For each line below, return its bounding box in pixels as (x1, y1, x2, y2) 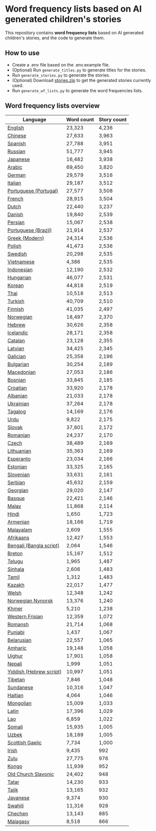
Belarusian (7, 636, 31, 643)
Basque (7, 495, 25, 502)
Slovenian (7, 471, 30, 478)
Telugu (7, 558, 23, 565)
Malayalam (7, 526, 32, 533)
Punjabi (7, 629, 25, 635)
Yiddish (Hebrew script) (7, 668, 62, 675)
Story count (98, 116, 127, 123)
